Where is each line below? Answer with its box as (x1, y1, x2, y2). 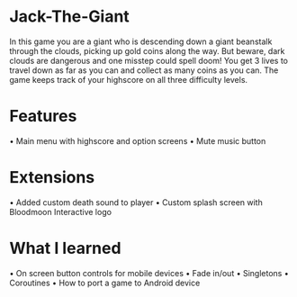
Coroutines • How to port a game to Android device (9, 277, 201, 288)
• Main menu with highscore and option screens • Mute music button (9, 135, 266, 146)
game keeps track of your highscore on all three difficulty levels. (9, 74, 248, 85)
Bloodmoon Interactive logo (9, 206, 112, 217)
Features (9, 106, 77, 127)
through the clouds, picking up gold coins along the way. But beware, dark (9, 45, 285, 56)
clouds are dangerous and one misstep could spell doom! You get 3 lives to (9, 55, 289, 66)
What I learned (9, 238, 121, 258)
